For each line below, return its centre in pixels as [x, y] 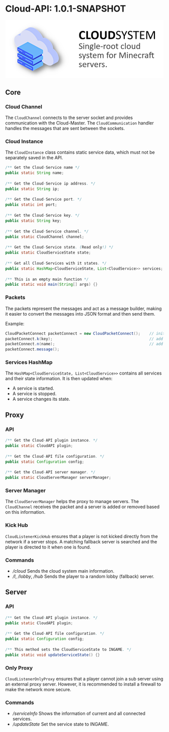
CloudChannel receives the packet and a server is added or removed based [82, 507]
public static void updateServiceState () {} [53, 655]
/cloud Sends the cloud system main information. [63, 571]
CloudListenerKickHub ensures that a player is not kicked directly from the [82, 536]
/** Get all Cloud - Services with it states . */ [56, 263]
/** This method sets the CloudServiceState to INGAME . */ [68, 649]
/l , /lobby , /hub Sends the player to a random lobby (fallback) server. [83, 576]
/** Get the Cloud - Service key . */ [43, 216]
